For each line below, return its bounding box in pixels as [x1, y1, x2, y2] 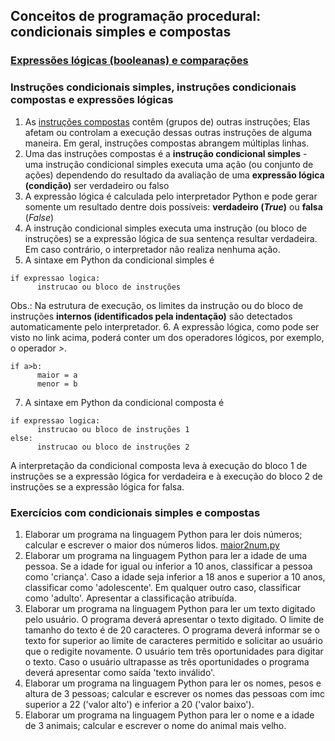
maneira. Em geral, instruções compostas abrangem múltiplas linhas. [24, 137, 310, 149]
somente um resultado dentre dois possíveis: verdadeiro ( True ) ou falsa [24, 200, 323, 213]
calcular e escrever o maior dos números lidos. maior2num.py [24, 539, 280, 551]
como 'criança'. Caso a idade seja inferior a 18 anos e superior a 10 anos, [24, 570, 326, 583]
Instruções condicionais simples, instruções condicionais [10, 80, 297, 94]
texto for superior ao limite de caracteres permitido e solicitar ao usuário [24, 634, 323, 646]
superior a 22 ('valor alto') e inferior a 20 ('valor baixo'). [24, 698, 255, 710]
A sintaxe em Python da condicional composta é [24, 396, 225, 408]
